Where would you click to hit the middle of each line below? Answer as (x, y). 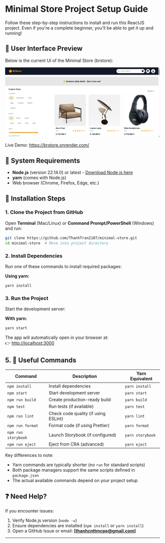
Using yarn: (17, 276)
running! (14, 33)
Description (85, 376)
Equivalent (141, 379)
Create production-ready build (80, 400)
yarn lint (135, 417)
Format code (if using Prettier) (79, 425)
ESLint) (56, 419)
